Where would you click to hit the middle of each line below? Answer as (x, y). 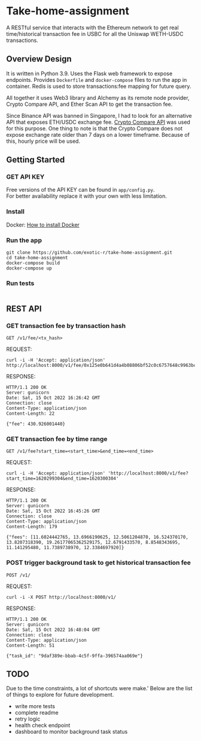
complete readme (36, 713)
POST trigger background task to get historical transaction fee (99, 563)
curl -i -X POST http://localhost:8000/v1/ (61, 597)
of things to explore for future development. (60, 695)
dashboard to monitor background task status (71, 732)
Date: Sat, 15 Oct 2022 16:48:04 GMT (53, 630)
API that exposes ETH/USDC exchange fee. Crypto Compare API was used (98, 122)
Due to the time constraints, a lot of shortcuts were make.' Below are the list (99, 688)
